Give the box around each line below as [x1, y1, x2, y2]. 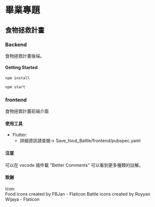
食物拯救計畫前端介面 [5, 108, 49, 114]
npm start [5, 84, 26, 89]
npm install [5, 75, 30, 81]
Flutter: [12, 132, 27, 138]
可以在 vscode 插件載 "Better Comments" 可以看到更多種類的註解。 [5, 162, 144, 168]
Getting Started [5, 65, 38, 70]
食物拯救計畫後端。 [5, 53, 45, 59]
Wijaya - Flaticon [5, 196, 40, 202]
